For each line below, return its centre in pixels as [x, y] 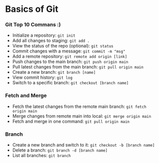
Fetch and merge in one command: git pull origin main [71, 121]
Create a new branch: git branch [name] [54, 72]
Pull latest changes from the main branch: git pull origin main [78, 67]
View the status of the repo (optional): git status [63, 46]
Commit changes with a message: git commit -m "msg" [69, 51]
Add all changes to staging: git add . [51, 41]
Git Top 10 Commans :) [33, 25]
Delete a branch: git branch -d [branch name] [60, 150]
